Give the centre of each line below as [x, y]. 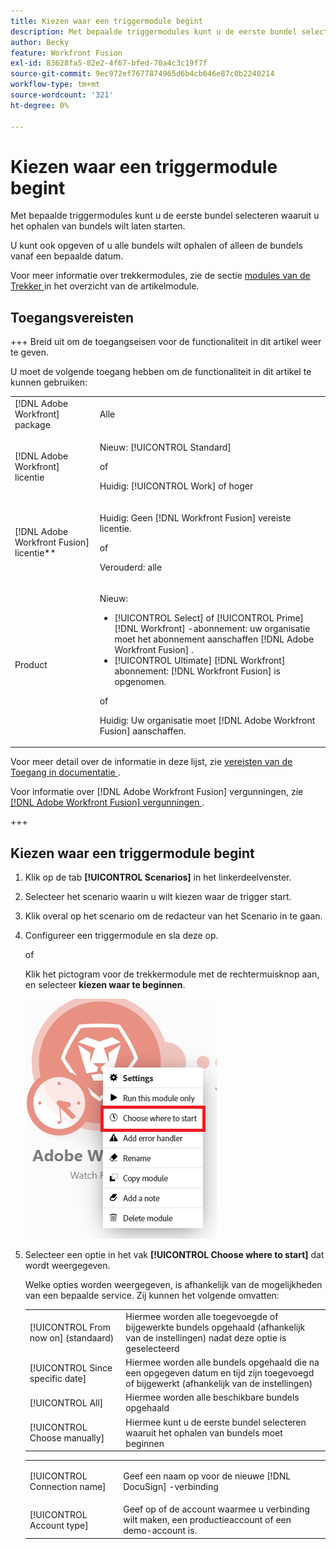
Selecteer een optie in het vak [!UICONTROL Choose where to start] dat [174, 1255]
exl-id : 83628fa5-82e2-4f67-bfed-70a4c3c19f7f [109, 63]
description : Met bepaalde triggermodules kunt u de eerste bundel [154, 31]
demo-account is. [160, 1531]
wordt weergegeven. [67, 1266]
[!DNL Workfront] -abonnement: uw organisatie [212, 628]
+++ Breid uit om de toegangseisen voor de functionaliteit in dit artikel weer [166, 342]
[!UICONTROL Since [71, 1367]
